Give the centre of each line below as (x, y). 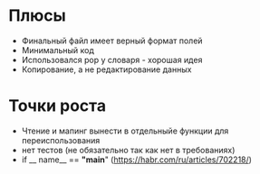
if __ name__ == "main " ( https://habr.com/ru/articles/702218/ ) (137, 160)
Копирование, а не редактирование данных (106, 69)
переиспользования (61, 140)
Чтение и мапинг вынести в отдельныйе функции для (125, 131)
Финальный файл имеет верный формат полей (112, 41)
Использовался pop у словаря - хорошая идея (112, 60)
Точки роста (58, 106)
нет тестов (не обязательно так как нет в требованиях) (128, 150)
